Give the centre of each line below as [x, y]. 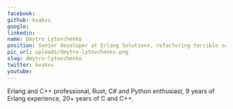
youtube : [20, 71]
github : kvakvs [29, 20]
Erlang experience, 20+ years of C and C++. [70, 98]
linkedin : [21, 33]
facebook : [21, 13]
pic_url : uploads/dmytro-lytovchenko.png [68, 52]
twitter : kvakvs [31, 65]
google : [18, 26]
